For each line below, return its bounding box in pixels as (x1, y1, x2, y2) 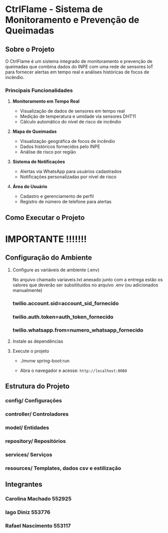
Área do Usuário (12, 184, 48, 190)
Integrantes (5, 480, 43, 489)
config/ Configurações (5, 397, 62, 404)
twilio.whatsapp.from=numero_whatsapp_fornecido (12, 327, 143, 334)
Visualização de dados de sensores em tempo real (20, 108, 125, 114)
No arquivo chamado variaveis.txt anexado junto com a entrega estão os (12, 276, 163, 282)
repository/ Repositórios (5, 437, 66, 444)
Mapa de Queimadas (12, 128, 57, 134)
